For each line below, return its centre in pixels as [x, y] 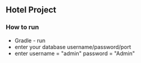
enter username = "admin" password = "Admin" [75, 53]
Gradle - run [30, 40]
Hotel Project [31, 10]
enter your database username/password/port [73, 47]
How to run [22, 27]
